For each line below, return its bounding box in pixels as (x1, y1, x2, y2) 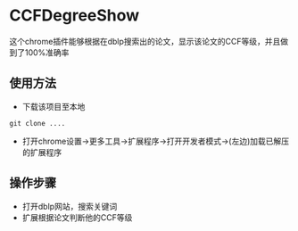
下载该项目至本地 (21, 101, 86, 111)
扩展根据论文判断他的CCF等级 (21, 211, 133, 223)
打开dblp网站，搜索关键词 (21, 201, 118, 211)
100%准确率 (24, 46, 70, 58)
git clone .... (9, 119, 66, 128)
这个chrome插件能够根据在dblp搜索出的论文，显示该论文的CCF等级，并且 (9, 36, 281, 46)
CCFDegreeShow (9, 5, 140, 26)
